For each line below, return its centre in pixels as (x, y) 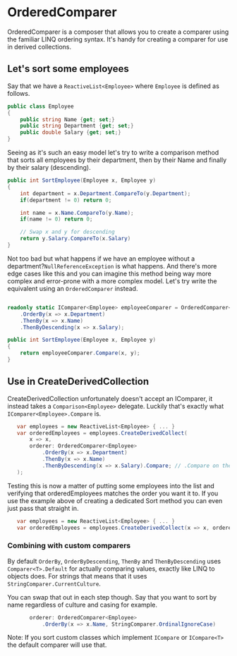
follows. (19, 93)
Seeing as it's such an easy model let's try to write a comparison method (113, 153)
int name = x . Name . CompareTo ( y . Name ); (77, 213)
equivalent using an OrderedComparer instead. (73, 288)
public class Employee (41, 106)
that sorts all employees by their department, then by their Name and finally (117, 160)
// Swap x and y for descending (67, 232)
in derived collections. (39, 47)
